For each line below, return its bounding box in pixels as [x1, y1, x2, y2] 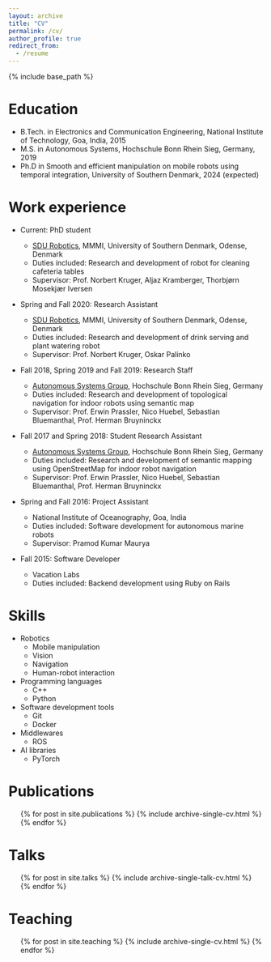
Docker [32, 719, 57, 729]
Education [8, 100, 78, 118]
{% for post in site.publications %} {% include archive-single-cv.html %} [19, 809, 262, 819]
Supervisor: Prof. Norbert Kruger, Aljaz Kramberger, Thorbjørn [32, 275, 240, 284]
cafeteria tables [32, 266, 85, 276]
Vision [32, 650, 54, 660]
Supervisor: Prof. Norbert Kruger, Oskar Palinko [32, 349, 191, 359]
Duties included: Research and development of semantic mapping [32, 455, 252, 465]
